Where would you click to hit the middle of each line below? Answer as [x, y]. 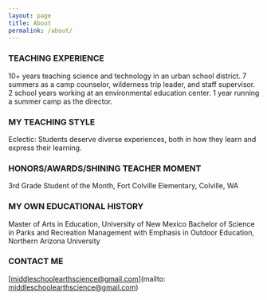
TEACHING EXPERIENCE [57, 58]
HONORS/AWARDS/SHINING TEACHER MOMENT [105, 168]
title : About [30, 23]
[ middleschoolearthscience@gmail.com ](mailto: [87, 278]
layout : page [30, 16]
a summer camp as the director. [61, 101]
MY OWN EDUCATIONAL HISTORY [76, 207]
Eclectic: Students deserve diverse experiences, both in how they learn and [132, 139]
